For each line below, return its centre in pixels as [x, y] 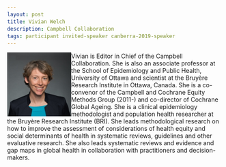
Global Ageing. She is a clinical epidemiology [135, 107]
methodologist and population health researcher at [142, 114]
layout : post [26, 14]
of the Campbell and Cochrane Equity [152, 93]
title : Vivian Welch [37, 21]
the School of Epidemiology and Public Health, [137, 71]
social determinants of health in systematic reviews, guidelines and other [110, 136]
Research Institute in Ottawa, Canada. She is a [136, 85]
